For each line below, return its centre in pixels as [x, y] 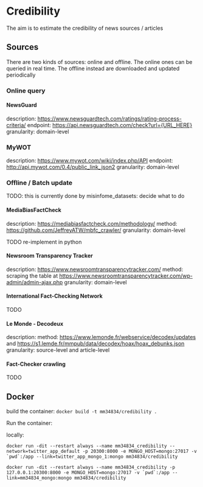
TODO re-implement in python [44, 242]
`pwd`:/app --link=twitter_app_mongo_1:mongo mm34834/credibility [92, 457]
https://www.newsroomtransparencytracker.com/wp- [126, 276]
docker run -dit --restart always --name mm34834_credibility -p [91, 468]
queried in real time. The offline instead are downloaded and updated [93, 68]
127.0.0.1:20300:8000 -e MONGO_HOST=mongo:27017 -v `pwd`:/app [88, 473]
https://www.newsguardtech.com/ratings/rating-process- [110, 118]
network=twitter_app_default [43, 452]
